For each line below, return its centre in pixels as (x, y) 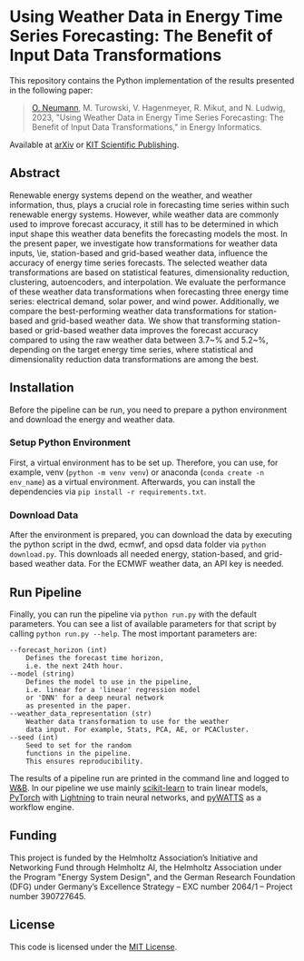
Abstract (35, 173)
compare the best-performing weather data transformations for (128, 311)
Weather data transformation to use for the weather (127, 721)
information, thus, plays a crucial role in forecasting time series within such (149, 204)
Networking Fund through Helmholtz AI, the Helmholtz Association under (146, 867)
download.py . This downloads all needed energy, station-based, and (136, 554)
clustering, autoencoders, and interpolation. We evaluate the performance (147, 282)
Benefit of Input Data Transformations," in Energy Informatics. (147, 127)
